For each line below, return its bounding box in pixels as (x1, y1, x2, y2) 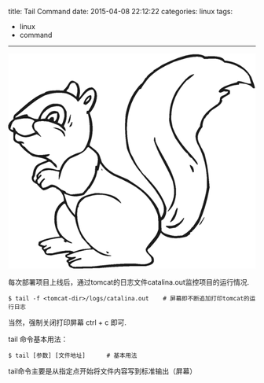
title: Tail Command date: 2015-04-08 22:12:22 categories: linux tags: (8, 7, 233, 16)
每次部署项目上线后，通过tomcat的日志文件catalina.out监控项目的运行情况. (8, 277, 250, 286)
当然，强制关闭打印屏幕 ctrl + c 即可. (8, 318, 127, 327)
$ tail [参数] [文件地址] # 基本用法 (8, 352, 137, 359)
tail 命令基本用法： (8, 334, 68, 344)
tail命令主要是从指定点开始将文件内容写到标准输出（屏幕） (8, 366, 197, 376)
